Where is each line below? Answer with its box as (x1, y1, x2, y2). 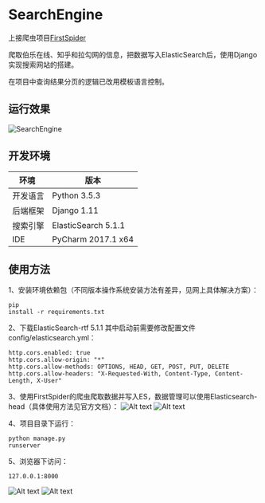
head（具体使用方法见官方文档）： (8, 402, 119, 411)
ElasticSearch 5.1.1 (52, 219, 126, 230)
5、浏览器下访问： (8, 457, 69, 466)
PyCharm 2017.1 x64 (52, 234, 134, 245)
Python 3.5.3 (52, 190, 101, 201)
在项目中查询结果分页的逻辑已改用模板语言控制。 (8, 77, 169, 86)
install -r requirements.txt (8, 308, 105, 316)
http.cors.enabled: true (8, 349, 91, 357)
